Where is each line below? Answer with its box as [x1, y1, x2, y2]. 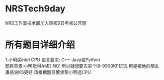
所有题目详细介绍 [5, 39, 76, 51]
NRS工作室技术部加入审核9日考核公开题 [5, 20, 87, 26]
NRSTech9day [5, 3, 66, 14]
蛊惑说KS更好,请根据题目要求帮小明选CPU [5, 69, 91, 75]
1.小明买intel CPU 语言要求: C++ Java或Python [5, 57, 100, 63]
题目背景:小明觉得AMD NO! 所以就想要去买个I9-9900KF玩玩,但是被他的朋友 [5, 63, 160, 69]
